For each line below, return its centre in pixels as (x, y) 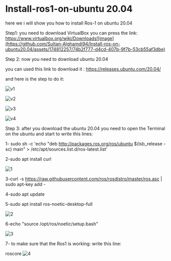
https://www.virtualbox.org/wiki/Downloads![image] (60, 38)
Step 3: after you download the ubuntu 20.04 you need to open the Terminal (85, 128)
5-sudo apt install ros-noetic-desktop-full (49, 204)
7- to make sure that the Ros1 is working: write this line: (63, 244)
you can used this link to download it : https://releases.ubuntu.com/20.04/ (83, 69)
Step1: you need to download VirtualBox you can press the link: (71, 33)
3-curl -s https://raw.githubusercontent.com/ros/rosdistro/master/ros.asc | (84, 179)
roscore (14, 253)
